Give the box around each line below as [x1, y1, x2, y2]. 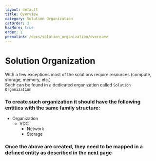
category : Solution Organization [5, 16, 73, 21]
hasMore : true [5, 25, 34, 30]
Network [26, 126, 44, 132]
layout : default [5, 7, 38, 12]
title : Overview [5, 12, 38, 17]
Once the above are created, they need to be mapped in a [5, 143, 143, 150]
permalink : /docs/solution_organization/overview [5, 35, 108, 40]
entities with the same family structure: [5, 104, 100, 111]
